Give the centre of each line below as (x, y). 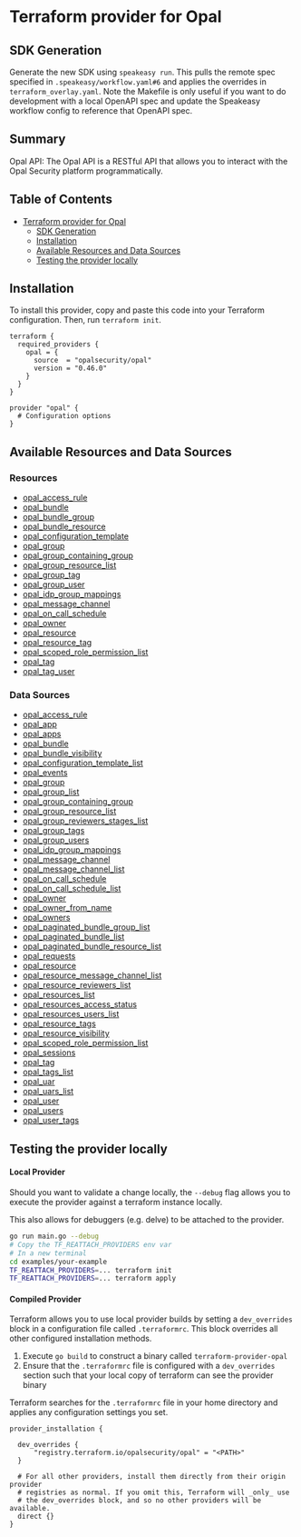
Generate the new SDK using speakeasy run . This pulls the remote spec (143, 72)
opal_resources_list (58, 995)
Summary (38, 140)
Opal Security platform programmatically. (86, 171)
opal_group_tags (53, 831)
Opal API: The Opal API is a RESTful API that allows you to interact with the (149, 161)
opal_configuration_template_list (83, 763)
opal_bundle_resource (64, 527)
